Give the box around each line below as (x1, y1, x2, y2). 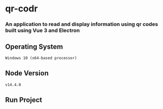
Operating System (5, 42, 63, 51)
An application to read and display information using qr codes (5, 21, 158, 28)
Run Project (5, 96, 42, 105)
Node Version (5, 69, 49, 78)
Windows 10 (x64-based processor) (5, 55, 77, 60)
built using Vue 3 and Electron (5, 27, 80, 34)
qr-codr (5, 3, 38, 14)
